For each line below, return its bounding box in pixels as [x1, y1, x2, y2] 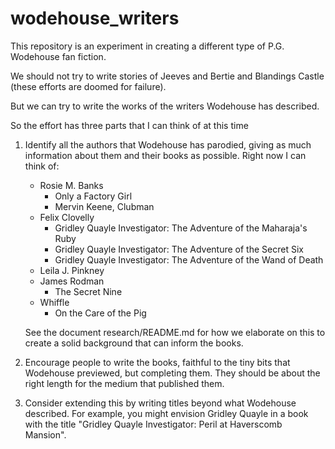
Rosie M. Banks [39, 179, 104, 191]
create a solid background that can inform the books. [24, 337, 244, 349]
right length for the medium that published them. [24, 377, 225, 389]
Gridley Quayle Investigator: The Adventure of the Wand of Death [54, 253, 324, 266]
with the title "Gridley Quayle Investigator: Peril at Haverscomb [24, 418, 283, 430]
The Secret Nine [54, 285, 123, 297]
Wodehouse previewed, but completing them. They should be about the [24, 367, 321, 379]
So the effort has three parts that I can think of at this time [10, 119, 249, 131]
